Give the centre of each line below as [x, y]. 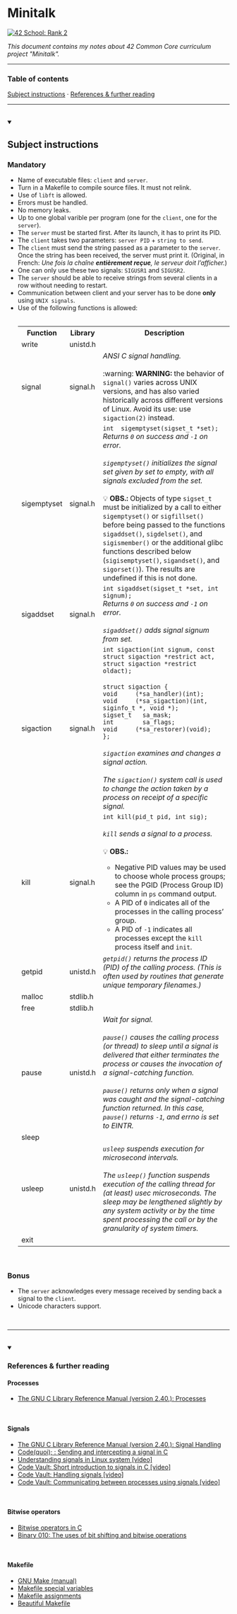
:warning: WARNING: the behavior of [163, 373]
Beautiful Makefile [44, 1603]
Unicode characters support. [59, 1306]
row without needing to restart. [62, 285]
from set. [117, 639]
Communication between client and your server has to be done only [117, 292]
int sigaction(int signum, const [159, 649]
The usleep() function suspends [156, 1175]
